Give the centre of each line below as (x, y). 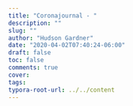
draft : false (30, 53)
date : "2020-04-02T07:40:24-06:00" (67, 45)
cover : (19, 75)
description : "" (35, 23)
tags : (17, 82)
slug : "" (23, 30)
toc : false (26, 61)
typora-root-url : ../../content (61, 90)
